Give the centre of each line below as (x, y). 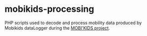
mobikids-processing (49, 9)
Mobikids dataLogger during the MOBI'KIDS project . (57, 28)
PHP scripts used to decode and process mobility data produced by (73, 23)
